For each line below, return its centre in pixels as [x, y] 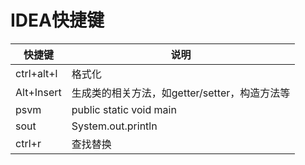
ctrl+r [28, 143]
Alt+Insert [38, 92]
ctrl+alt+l [36, 73]
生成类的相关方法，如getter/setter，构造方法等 [181, 93]
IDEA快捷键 [57, 20]
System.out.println [114, 126]
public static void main [124, 109]
